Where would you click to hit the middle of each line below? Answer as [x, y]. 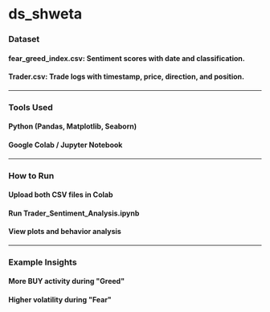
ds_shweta [45, 14]
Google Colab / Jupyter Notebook [65, 145]
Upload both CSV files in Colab [61, 195]
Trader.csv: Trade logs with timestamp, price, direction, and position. [127, 76]
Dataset [24, 39]
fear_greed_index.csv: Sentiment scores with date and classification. [127, 58]
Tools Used [31, 107]
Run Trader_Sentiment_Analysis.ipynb [74, 213]
